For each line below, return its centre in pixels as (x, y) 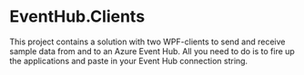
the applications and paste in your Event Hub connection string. (129, 61)
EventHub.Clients (77, 17)
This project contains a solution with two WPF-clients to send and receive (147, 42)
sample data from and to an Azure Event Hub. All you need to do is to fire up (152, 51)
